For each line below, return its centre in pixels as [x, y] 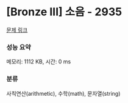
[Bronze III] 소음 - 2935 [64, 12]
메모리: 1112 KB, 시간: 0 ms [39, 62]
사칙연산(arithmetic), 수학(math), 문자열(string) [63, 93]
